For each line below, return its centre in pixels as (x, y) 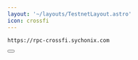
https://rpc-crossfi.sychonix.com (59, 40)
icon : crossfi (28, 21)
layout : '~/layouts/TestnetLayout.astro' (70, 14)
